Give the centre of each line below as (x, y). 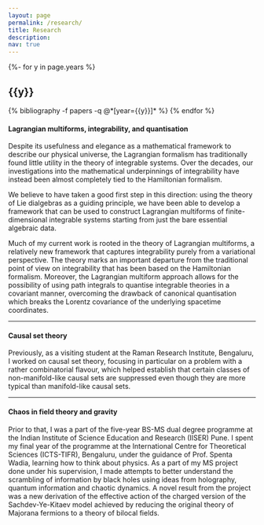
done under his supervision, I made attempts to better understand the (121, 471)
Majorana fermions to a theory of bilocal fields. (84, 512)
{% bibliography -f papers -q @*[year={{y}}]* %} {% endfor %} (112, 110)
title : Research (35, 30)
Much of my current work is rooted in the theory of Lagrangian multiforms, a (132, 244)
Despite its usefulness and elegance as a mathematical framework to (120, 146)
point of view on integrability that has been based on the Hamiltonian (120, 269)
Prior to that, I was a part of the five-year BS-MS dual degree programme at (130, 429)
